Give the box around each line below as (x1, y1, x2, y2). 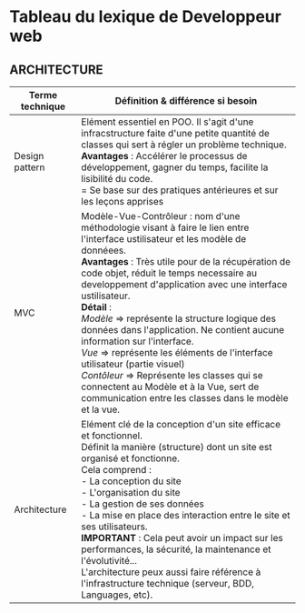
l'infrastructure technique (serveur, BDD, (81, 578, 255, 589)
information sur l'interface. (81, 335, 194, 347)
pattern (14, 161, 45, 174)
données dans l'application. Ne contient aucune (81, 324, 285, 336)
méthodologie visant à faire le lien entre (81, 221, 250, 234)
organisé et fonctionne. (81, 452, 180, 465)
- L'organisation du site (81, 487, 181, 498)
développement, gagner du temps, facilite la (81, 161, 269, 174)
